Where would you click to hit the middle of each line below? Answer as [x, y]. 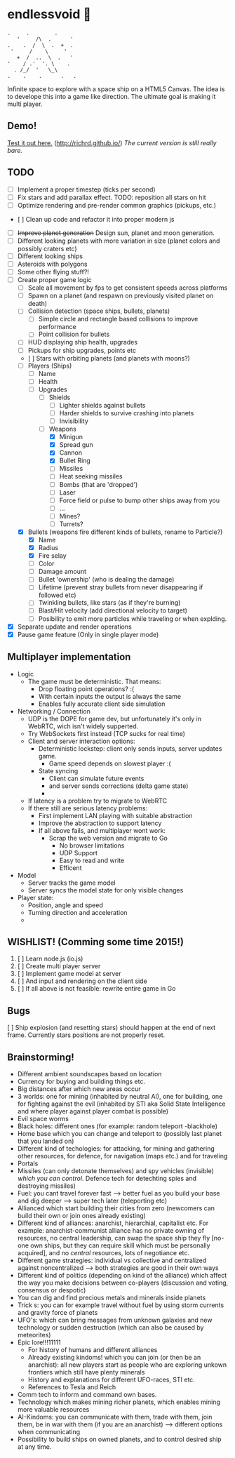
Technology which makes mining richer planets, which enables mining [119, 1402]
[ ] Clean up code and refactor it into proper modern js [96, 219]
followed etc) [57, 595]
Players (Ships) [50, 366]
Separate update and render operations [74, 627]
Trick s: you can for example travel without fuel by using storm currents [121, 1305]
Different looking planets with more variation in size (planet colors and [119, 241]
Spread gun [76, 445]
